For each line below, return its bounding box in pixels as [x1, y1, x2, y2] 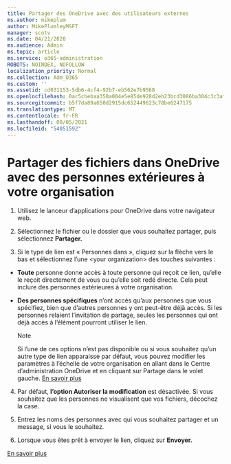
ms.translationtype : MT [7, 106, 76, 113]
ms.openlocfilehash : [7, 93, 67, 100]
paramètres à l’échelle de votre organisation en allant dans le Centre [16, 360, 210, 368]
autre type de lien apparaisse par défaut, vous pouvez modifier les [16, 352, 206, 361]
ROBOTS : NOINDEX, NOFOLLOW [7, 61, 85, 68]
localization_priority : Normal [7, 67, 97, 74]
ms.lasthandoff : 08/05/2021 [7, 118, 88, 126]
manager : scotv [7, 29, 51, 36]
